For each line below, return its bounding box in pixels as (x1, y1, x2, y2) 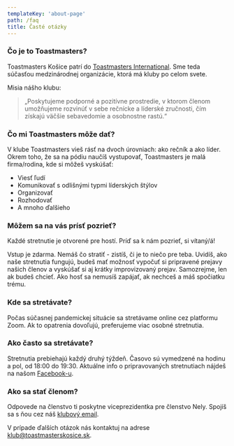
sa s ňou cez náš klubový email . (7, 410, 99, 419)
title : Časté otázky (7, 23, 68, 30)
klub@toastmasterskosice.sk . (7, 431, 92, 440)
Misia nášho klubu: (7, 83, 61, 92)
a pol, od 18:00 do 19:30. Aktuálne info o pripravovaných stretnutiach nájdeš (7, 361, 226, 370)
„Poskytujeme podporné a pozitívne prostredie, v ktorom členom (24, 97, 211, 105)
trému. (7, 280, 27, 288)
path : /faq (7, 17, 39, 24)
